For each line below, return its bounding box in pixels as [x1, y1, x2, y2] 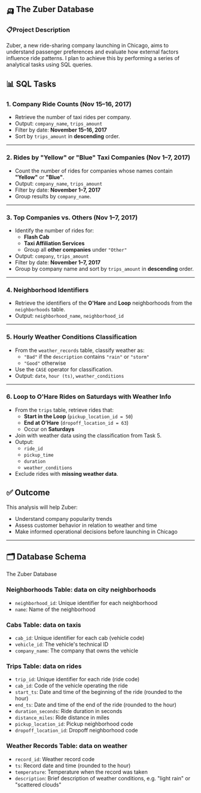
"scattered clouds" [14, 781, 62, 788]
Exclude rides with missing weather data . [14, 470, 118, 477]
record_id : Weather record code [14, 755, 95, 762]
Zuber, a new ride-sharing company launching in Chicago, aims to [6, 41, 169, 49]
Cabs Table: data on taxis [6, 621, 81, 629]
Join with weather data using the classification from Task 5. [14, 431, 162, 439]
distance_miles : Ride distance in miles [14, 714, 109, 722]
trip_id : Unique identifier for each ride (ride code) [14, 676, 140, 683]
